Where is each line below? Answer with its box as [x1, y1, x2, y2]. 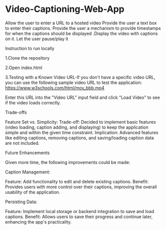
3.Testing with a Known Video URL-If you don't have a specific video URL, [5, 74, 156, 80]
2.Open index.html [5, 65, 42, 71]
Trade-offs [5, 109, 27, 115]
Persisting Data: [5, 199, 38, 205]
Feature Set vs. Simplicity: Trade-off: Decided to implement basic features [5, 119, 156, 125]
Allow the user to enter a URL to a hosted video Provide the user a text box [5, 20, 157, 26]
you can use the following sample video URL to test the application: [5, 79, 142, 85]
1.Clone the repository [5, 55, 50, 61]
